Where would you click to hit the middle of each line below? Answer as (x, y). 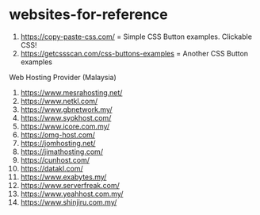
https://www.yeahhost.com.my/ (72, 194)
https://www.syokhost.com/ (66, 117)
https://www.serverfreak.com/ (70, 185)
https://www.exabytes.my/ (63, 177)
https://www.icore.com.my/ (65, 126)
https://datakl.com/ (52, 168)
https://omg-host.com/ (58, 134)
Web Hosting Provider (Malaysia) (63, 77)
